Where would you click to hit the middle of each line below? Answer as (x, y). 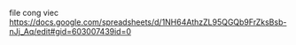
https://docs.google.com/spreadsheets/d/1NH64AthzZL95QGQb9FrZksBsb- (148, 22)
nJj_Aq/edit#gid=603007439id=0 (70, 31)
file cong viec (34, 13)
